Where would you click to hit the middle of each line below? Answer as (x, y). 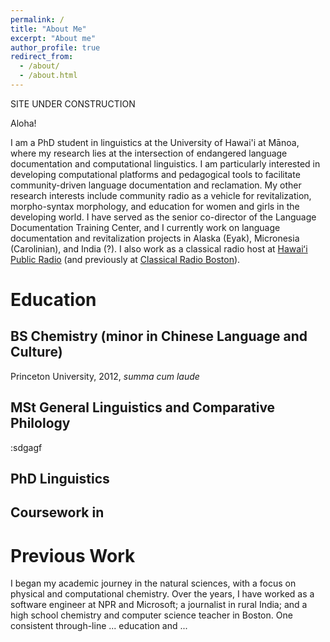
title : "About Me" (48, 29)
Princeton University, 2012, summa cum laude (105, 376)
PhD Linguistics (60, 479)
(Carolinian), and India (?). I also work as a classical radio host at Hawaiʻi (159, 248)
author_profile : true (55, 47)
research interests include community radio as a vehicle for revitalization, (161, 195)
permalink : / (37, 19)
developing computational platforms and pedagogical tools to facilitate (155, 174)
